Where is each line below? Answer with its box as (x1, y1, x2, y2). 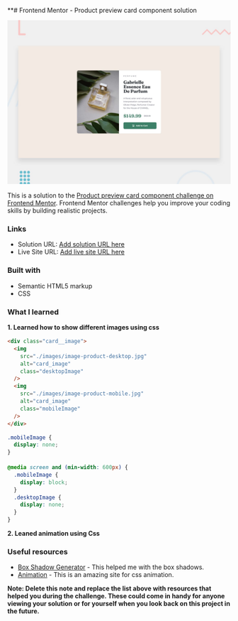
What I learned (7, 307, 59, 317)
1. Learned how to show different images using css (7, 323, 159, 332)
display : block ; (20, 479, 69, 486)
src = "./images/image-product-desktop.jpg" (20, 352, 147, 360)
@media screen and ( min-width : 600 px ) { (7, 464, 129, 471)
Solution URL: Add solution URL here (17, 240, 125, 249)
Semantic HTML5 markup (17, 281, 93, 290)
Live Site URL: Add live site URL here (17, 248, 125, 256)
